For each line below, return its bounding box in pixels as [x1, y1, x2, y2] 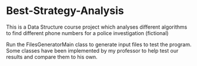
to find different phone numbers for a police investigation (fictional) [6, 29, 169, 36]
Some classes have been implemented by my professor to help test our [6, 47, 179, 54]
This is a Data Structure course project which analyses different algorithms [6, 23, 188, 30]
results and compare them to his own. [6, 53, 98, 60]
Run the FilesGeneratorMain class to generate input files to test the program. [6, 41, 192, 48]
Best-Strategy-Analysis [6, 4, 125, 18]
